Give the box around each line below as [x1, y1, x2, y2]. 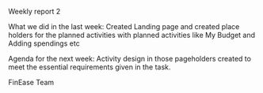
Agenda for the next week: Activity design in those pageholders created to [8, 54, 252, 63]
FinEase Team [8, 78, 55, 87]
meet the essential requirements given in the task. [8, 62, 171, 72]
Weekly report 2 [8, 7, 61, 16]
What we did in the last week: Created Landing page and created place [8, 22, 240, 31]
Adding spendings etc [8, 39, 81, 48]
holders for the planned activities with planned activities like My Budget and [8, 31, 256, 39]
